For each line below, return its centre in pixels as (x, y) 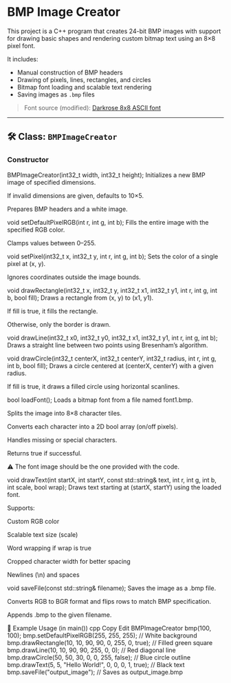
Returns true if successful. (45, 453)
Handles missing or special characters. (62, 440)
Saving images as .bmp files (56, 94)
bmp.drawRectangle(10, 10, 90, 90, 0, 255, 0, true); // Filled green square (110, 642)
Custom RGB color (33, 521)
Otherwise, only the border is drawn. (59, 324)
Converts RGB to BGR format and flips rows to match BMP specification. (109, 601)
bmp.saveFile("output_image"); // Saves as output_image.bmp (95, 672)
